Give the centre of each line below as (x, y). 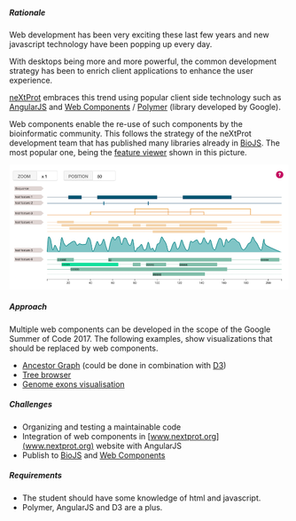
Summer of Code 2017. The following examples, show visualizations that (141, 338)
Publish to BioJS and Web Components (93, 455)
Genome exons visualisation (74, 384)
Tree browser (47, 375)
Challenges (31, 405)
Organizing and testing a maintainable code (101, 427)
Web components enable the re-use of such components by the (126, 123)
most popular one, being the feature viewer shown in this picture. (128, 152)
